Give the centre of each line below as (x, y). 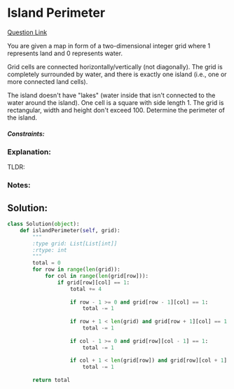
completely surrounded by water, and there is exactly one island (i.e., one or (117, 74)
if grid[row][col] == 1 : (94, 282)
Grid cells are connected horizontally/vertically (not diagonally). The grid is (115, 66)
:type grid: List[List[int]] (75, 243)
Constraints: (26, 134)
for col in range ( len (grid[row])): (97, 276)
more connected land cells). (48, 81)
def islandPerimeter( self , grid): (70, 230)
